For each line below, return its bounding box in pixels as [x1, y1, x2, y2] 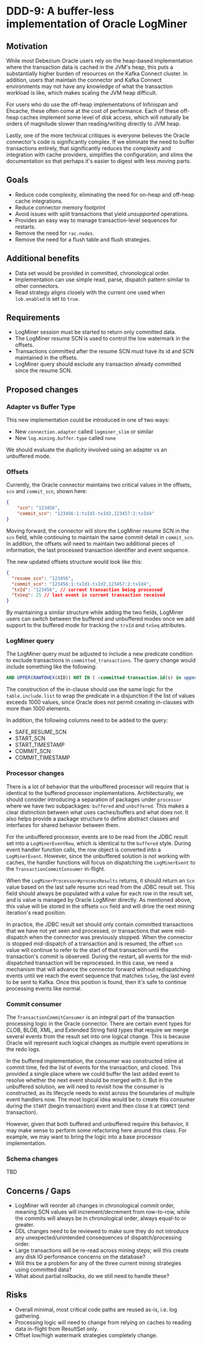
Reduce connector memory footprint [14, 203, 106, 211]
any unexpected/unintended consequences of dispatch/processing [14, 1234, 182, 1241]
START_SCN [14, 735, 46, 742]
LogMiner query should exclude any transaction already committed [14, 360, 182, 368]
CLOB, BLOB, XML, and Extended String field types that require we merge [6, 1026, 189, 1034]
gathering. [14, 1312, 41, 1320]
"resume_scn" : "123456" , [11, 575, 74, 581]
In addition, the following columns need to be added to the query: [6, 717, 168, 724]
